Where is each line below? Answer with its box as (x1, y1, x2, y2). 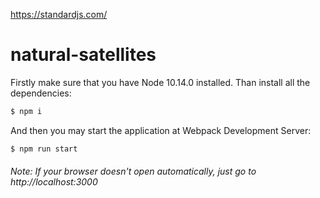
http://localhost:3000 (10, 176, 98, 188)
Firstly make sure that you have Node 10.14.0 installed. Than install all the (10, 76, 311, 88)
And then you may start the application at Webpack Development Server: (10, 124, 312, 136)
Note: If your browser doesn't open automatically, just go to (10, 165, 257, 178)
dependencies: (10, 87, 72, 99)
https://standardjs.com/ (10, 9, 108, 20)
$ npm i (10, 106, 43, 116)
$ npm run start (10, 144, 78, 154)
